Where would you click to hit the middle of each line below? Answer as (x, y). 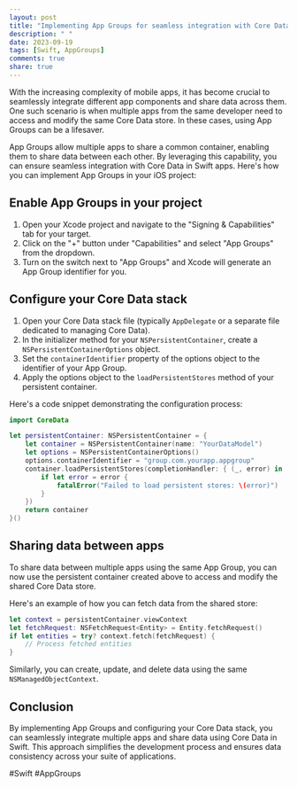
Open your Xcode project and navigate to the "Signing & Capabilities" (148, 224)
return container (57, 510)
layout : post (33, 17)
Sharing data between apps (87, 546)
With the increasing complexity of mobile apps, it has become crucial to (140, 92)
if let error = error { (84, 477)
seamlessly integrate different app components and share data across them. (148, 101)
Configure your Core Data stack (98, 299)
